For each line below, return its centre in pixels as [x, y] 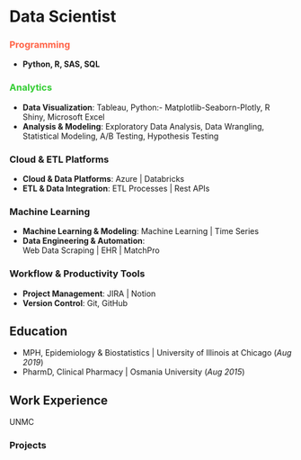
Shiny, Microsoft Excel [63, 117]
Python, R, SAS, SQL [61, 64]
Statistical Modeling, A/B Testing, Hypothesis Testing [120, 136]
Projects [28, 446]
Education [39, 332]
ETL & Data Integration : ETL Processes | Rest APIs [116, 189]
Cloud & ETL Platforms [59, 159]
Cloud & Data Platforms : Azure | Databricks [103, 179]
